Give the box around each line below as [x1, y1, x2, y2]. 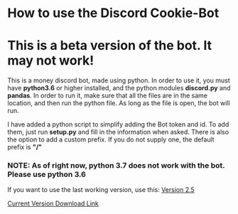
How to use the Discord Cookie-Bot [7, 5, 220, 21]
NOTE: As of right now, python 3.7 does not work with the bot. [7, 161, 225, 171]
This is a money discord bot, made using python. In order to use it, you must [7, 76, 231, 85]
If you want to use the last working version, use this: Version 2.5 [7, 186, 195, 194]
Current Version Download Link [7, 199, 99, 208]
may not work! [7, 53, 94, 69]
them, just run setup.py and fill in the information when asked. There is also [7, 128, 229, 137]
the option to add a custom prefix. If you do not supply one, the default [7, 135, 215, 144]
